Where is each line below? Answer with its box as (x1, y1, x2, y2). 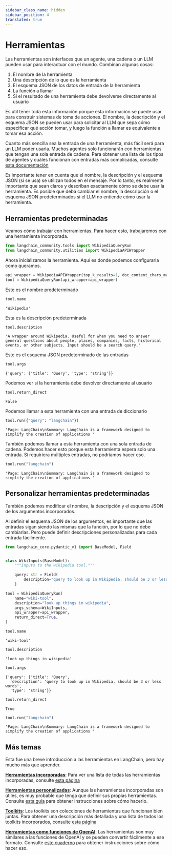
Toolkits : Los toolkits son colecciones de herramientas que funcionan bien (5, 808, 163, 814)
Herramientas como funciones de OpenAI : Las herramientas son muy (5, 829, 154, 835)
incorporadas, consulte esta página (5, 777, 80, 783)
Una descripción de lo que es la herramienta (12, 77, 106, 83)
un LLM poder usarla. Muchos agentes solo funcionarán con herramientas (5, 146, 162, 152)
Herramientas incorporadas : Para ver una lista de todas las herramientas (5, 772, 161, 778)
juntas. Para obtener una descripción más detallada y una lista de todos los (5, 813, 164, 820)
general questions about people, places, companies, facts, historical (5, 338, 161, 343)
